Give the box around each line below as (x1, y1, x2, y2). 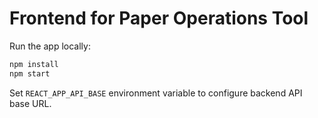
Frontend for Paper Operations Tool (9, 7, 309, 30)
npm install (9, 59, 59, 69)
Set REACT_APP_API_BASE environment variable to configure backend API (9, 87, 303, 99)
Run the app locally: (9, 40, 91, 52)
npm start (9, 68, 51, 79)
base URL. (9, 97, 52, 109)
